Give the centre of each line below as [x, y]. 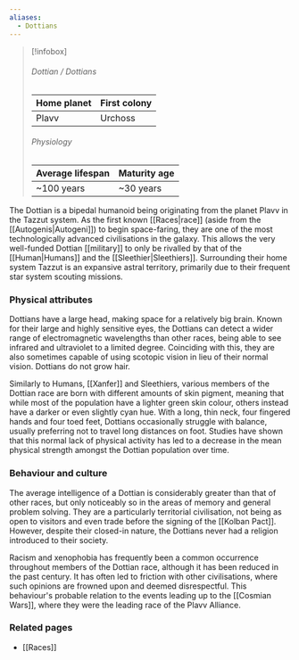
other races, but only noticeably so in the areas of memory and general [140, 502]
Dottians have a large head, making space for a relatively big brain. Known [146, 319]
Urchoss [118, 118]
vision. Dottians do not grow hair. [70, 367]
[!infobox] [49, 51]
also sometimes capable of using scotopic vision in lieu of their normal [139, 357]
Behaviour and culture [58, 474]
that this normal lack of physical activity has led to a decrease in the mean [145, 441]
